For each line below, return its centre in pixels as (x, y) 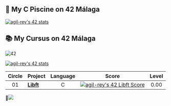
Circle (15, 76)
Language (63, 76)
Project (37, 76)
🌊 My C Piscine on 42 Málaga (52, 9)
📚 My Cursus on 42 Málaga (50, 39)
